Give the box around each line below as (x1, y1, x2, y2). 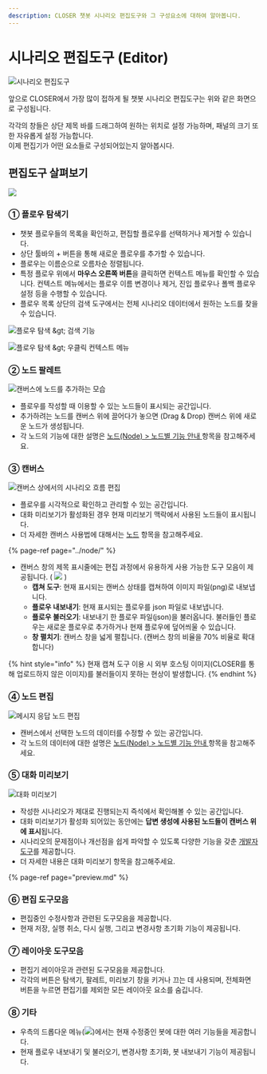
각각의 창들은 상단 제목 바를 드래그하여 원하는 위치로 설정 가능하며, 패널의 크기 (8, 121, 251, 130)
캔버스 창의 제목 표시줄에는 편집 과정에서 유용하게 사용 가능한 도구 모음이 (19, 562, 245, 572)
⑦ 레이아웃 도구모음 (8, 945, 84, 956)
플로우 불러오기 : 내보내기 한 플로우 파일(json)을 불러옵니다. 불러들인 (31, 613, 242, 622)
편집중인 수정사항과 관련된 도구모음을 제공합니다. (19, 913, 171, 924)
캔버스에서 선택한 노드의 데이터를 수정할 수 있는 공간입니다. (19, 728, 203, 737)
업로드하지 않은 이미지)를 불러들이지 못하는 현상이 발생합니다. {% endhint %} (16, 669, 257, 679)
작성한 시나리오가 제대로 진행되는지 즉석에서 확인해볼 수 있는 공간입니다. (19, 806, 244, 816)
